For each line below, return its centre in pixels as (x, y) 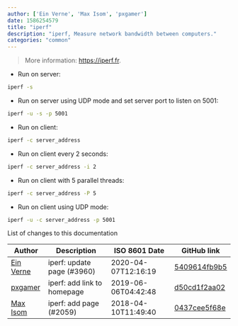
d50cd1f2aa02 (200, 288)
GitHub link (201, 251)
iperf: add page (74, 303)
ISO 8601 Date (139, 251)
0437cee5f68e (200, 308)
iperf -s (20, 87)
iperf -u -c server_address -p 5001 (61, 220)
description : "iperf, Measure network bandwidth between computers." (112, 34)
